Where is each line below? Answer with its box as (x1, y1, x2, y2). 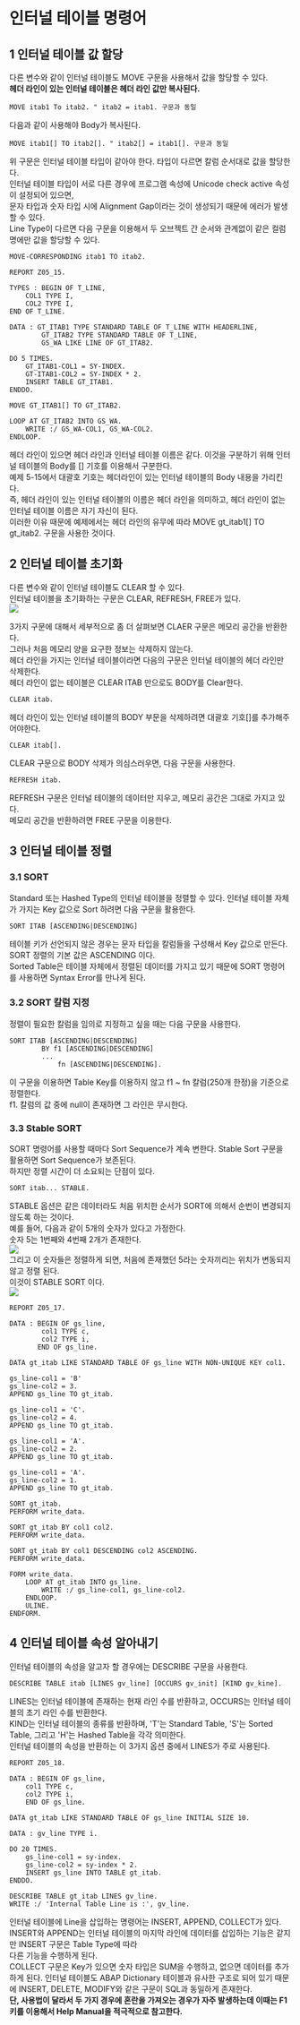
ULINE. (25, 1601, 50, 1610)
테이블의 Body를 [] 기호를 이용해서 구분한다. (18, 460, 173, 471)
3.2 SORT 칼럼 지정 (9, 996, 90, 1008)
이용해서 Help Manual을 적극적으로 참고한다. (25, 2005, 184, 2016)
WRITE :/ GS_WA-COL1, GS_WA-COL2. (25, 425, 154, 433)
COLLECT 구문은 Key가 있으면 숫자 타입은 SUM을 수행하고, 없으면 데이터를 (9, 1961, 273, 1971)
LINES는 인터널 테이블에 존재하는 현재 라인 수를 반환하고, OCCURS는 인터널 (9, 1695, 275, 1706)
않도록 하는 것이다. (9, 1212, 74, 1223)
